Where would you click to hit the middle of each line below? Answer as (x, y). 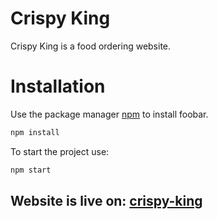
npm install (35, 132)
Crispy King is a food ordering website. (91, 46)
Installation (58, 86)
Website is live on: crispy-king (106, 201)
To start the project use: (60, 151)
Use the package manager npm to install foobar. (109, 114)
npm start (31, 170)
